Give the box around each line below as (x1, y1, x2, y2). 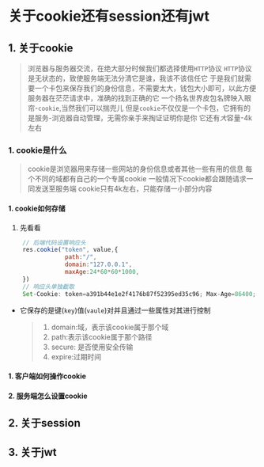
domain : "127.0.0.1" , (64, 260, 133, 269)
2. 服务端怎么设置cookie (8, 391, 89, 401)
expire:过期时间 (51, 351, 102, 361)
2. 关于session (8, 416, 81, 430)
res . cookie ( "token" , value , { (22, 246, 119, 254)
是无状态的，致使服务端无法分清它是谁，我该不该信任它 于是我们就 (27, 74, 245, 83)
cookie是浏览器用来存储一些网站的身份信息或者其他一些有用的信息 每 (27, 164, 253, 174)
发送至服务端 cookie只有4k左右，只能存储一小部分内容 (34, 184, 213, 194)
